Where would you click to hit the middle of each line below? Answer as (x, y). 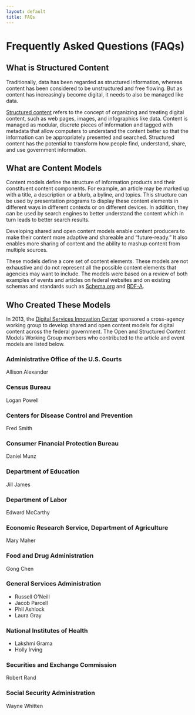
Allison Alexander (27, 372)
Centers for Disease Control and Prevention (70, 415)
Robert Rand (21, 678)
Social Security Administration (51, 693)
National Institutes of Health (47, 630)
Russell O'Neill (32, 596)
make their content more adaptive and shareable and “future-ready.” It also (97, 237)
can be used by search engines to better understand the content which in (95, 214)
